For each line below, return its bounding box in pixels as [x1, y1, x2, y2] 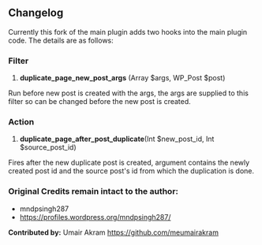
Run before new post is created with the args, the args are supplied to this [8, 88, 249, 98]
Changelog [8, 6, 64, 20]
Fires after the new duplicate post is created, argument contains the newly [8, 158, 250, 168]
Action [8, 117, 35, 128]
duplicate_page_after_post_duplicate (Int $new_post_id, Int [19, 134, 215, 144]
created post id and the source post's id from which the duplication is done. [8, 166, 255, 176]
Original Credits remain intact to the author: [8, 186, 179, 197]
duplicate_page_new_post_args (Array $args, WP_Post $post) [19, 73, 226, 83]
